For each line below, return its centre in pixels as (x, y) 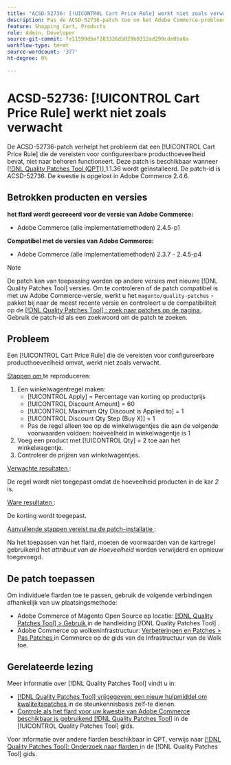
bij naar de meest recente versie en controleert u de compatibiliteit (122, 303)
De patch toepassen (51, 579)
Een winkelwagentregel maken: (61, 389)
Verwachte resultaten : (39, 468)
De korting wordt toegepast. (47, 516)
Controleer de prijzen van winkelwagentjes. (78, 455)
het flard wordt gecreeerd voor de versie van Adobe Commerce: (100, 214)
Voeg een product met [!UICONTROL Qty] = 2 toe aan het (99, 440)
